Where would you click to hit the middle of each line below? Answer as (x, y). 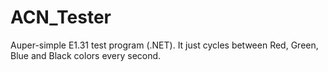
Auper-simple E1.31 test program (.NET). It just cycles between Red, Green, (164, 45)
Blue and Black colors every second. (86, 55)
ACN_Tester (61, 17)
